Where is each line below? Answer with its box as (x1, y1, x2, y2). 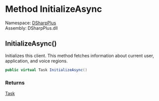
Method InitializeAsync (5, 3, 103, 15)
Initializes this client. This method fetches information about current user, (5, 52, 155, 58)
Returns (5, 79, 25, 86)
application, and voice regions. (5, 58, 68, 64)
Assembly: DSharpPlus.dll (5, 25, 58, 31)
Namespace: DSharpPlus (5, 20, 56, 26)
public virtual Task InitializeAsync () (5, 67, 88, 72)
